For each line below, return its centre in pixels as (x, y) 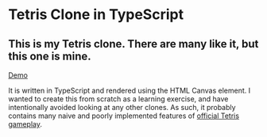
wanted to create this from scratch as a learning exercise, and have (118, 99)
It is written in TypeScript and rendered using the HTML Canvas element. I (130, 90)
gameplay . (25, 124)
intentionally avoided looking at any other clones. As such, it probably (122, 107)
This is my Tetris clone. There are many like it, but (133, 44)
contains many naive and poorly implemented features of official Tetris (124, 116)
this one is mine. (50, 56)
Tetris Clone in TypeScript (96, 15)
